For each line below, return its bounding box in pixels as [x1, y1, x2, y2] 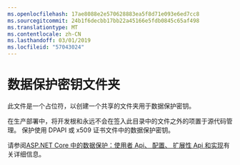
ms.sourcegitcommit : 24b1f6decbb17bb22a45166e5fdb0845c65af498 [7, 17, 200, 24]
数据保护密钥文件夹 [7, 76, 121, 93]
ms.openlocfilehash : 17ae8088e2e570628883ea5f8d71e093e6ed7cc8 [7, 10, 200, 18]
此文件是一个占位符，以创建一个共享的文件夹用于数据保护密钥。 [7, 101, 195, 110]
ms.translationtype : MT [7, 24, 79, 31]
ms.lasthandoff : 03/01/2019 [7, 37, 91, 44]
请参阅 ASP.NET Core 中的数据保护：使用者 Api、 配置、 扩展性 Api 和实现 [7, 141, 224, 149]
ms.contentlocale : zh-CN [7, 30, 81, 38]
